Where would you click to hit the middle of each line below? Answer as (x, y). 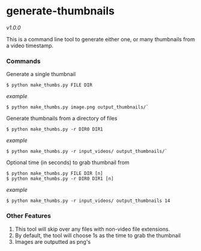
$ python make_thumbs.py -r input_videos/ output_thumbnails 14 (88, 201)
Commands (23, 61)
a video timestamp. (30, 46)
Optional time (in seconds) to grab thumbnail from (68, 162)
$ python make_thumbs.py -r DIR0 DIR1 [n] (60, 179)
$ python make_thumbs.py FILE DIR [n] (55, 174)
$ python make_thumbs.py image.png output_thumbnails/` (77, 107)
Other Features (28, 216)
